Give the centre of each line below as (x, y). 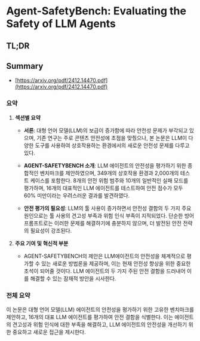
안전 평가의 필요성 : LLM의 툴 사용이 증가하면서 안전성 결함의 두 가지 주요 (107, 208)
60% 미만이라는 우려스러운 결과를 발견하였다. (77, 195)
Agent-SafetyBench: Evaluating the (96, 11)
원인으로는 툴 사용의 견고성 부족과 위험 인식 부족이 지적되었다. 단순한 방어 (109, 215)
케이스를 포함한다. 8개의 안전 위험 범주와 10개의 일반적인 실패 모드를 (109, 180)
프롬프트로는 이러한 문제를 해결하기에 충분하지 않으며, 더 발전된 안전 (103, 223)
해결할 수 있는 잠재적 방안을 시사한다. (73, 278)
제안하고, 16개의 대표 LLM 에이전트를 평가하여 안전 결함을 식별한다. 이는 (90, 317)
